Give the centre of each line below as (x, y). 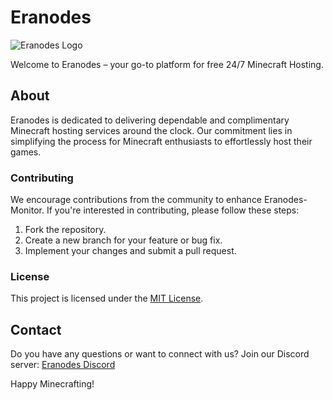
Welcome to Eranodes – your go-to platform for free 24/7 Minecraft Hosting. (167, 64)
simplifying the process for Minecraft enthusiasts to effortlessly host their (161, 141)
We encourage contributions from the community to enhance (136, 200)
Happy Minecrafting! (52, 384)
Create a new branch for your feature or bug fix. (123, 240)
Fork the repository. (65, 230)
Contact (36, 329)
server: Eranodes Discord (63, 365)
